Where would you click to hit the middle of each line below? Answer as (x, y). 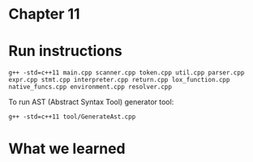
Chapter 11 (44, 14)
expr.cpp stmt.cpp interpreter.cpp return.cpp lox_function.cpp (119, 80)
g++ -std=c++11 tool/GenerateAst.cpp (72, 117)
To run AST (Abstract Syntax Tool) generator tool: (91, 102)
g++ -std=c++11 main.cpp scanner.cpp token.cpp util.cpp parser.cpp (126, 73)
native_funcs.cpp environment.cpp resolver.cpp (90, 87)
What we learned (67, 149)
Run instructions (66, 51)
